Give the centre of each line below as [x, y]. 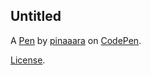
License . [28, 60]
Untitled [36, 16]
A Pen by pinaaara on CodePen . [76, 40]
